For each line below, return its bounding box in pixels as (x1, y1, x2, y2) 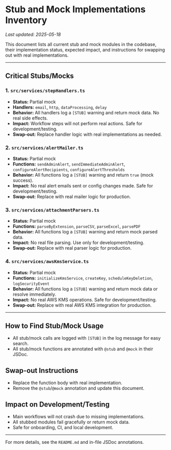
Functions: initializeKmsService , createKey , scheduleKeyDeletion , (12, 275, 153, 281)
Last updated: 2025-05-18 (5, 31, 61, 37)
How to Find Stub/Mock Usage (5, 321, 104, 330)
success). (12, 177, 34, 183)
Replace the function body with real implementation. (12, 380, 123, 386)
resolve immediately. (12, 291, 56, 297)
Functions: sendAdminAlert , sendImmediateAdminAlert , (12, 161, 126, 167)
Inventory (5, 14, 47, 26)
